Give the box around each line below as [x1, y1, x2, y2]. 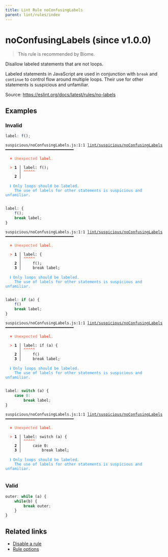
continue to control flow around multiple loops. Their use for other [5, 76, 144, 82]
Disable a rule [12, 540, 42, 547]
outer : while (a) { [5, 494, 47, 499]
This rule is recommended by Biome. [17, 51, 95, 57]
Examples [5, 106, 37, 115]
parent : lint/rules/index [5, 12, 60, 17]
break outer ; [23, 503, 51, 508]
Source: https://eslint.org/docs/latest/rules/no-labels [5, 91, 116, 98]
